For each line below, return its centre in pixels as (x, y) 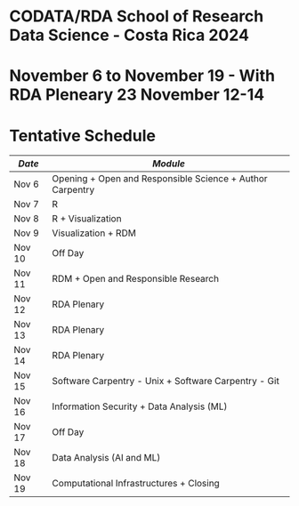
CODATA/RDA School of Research (137, 16)
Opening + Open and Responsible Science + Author (160, 179)
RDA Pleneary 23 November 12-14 (137, 95)
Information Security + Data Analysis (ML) (140, 406)
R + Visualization (87, 219)
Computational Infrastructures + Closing (136, 484)
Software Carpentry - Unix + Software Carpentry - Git (166, 382)
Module (169, 164)
